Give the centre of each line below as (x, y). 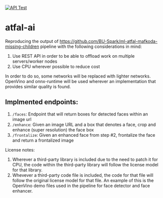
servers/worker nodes (35, 61)
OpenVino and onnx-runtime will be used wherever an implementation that (81, 81)
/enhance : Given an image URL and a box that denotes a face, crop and (84, 124)
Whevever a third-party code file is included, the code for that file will (83, 175)
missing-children (22, 46)
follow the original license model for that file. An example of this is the (83, 180)
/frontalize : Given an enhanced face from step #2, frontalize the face (84, 135)
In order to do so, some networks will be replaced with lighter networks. (78, 76)
